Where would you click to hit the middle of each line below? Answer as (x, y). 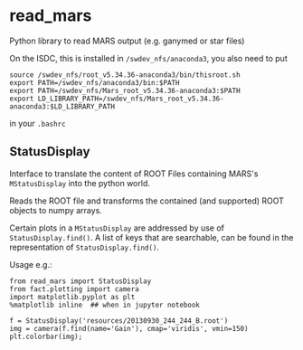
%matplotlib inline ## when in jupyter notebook (105, 305)
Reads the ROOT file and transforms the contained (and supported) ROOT (147, 201)
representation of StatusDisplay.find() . (85, 247)
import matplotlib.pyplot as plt (72, 297)
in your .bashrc (38, 123)
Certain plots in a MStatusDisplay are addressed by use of (117, 228)
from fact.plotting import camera (75, 289)
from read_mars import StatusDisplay (80, 281)
